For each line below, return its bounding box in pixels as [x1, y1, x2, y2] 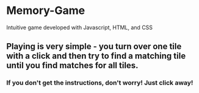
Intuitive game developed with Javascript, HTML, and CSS [6, 24, 153, 31]
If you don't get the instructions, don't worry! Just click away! [6, 78, 194, 87]
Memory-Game [6, 4, 85, 18]
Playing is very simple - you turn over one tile [6, 41, 182, 52]
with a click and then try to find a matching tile [6, 51, 186, 61]
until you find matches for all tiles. [6, 60, 139, 71]
